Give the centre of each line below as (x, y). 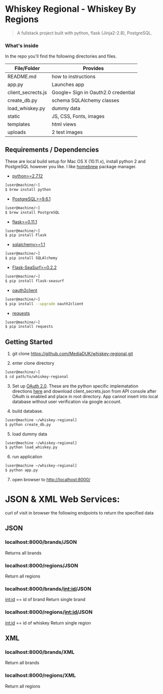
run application (27, 457)
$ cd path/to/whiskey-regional (37, 377)
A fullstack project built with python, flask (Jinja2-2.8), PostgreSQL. (84, 33)
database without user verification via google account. (67, 402)
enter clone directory (33, 363)
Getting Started (29, 342)
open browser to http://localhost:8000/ (51, 480)
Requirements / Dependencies (52, 149)
